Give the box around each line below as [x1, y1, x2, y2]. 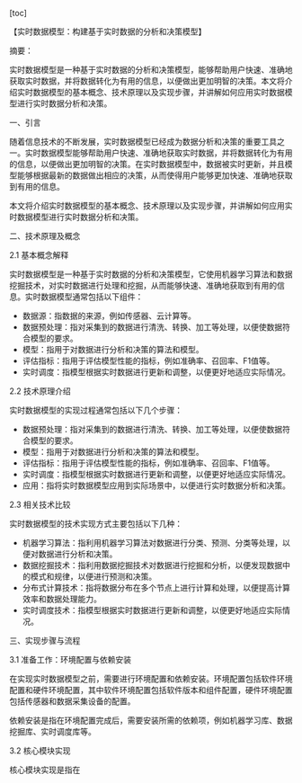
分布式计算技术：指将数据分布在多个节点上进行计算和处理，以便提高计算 [22, 583, 290, 592]
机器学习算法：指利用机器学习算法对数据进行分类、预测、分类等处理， [22, 538, 283, 547]
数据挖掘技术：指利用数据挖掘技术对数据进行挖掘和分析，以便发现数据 [22, 560, 283, 570]
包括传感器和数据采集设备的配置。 [9, 696, 136, 707]
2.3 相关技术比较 [9, 499, 71, 510]
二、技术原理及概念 [9, 231, 81, 241]
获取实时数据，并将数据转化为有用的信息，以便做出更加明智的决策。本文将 [9, 76, 285, 86]
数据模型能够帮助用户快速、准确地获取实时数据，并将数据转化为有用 [40, 147, 293, 158]
